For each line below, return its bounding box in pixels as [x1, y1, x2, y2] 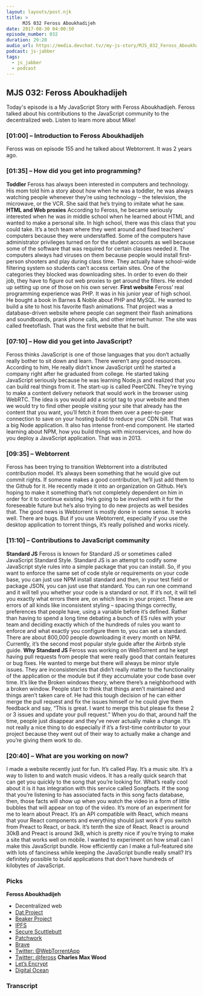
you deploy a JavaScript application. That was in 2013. [6, 434, 142, 442]
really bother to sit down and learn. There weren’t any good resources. [6, 358, 182, 365]
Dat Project [14, 909, 43, 916]
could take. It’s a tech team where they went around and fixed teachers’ [6, 225, 185, 233]
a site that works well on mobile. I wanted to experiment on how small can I [6, 836, 193, 843]
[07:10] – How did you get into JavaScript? [6, 337, 133, 346]
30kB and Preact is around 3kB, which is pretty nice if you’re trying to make [6, 830, 195, 837]
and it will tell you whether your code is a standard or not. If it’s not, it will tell [6, 588, 196, 596]
